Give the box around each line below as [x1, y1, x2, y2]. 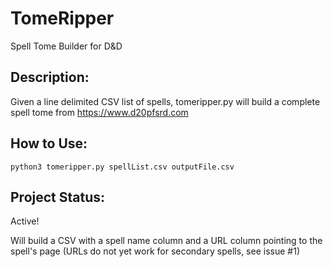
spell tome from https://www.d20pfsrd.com [10, 106, 189, 118]
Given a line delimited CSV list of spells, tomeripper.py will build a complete [10, 95, 321, 107]
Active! [10, 215, 40, 227]
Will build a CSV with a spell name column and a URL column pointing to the [10, 235, 323, 247]
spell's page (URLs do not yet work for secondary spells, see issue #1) [10, 245, 300, 257]
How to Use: [10, 135, 88, 152]
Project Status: [10, 188, 106, 206]
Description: [10, 69, 90, 86]
